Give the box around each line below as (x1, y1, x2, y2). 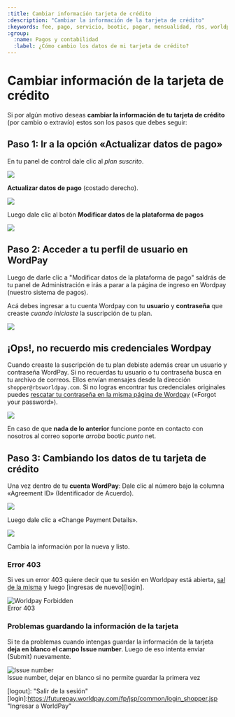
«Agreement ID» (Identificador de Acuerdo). (7, 489, 134, 498)
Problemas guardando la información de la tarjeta (7, 621, 179, 631)
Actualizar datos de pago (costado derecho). (7, 183, 138, 192)
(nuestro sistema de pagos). (7, 288, 89, 296)
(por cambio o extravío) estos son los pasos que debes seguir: (7, 118, 187, 126)
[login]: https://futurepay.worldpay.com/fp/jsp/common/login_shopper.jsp (7, 694, 218, 702)
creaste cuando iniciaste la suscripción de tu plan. (7, 309, 152, 317)
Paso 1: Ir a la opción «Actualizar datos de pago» (7, 138, 223, 150)
